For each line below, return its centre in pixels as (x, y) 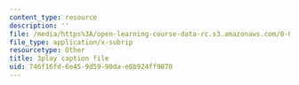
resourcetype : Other (48, 50)
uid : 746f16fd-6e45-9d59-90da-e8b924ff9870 (91, 67)
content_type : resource (53, 17)
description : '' (39, 26)
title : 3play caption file (59, 58)
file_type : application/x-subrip (71, 42)
